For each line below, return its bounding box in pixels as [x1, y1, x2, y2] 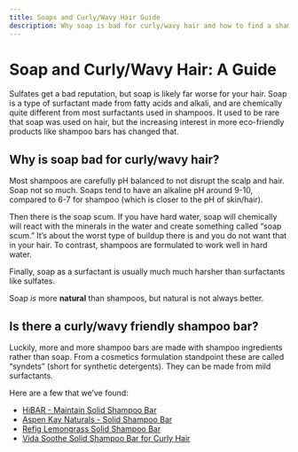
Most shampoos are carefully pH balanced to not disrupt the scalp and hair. [9, 175, 286, 186]
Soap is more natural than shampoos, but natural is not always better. [9, 293, 264, 304]
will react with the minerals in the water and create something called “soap [9, 221, 282, 231]
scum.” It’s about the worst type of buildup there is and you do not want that [9, 230, 287, 241]
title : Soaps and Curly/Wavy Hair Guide [9, 12, 161, 22]
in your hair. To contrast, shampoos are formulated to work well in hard [9, 240, 268, 251]
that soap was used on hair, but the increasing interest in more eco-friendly [9, 117, 285, 128]
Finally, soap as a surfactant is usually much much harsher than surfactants [9, 267, 286, 277]
